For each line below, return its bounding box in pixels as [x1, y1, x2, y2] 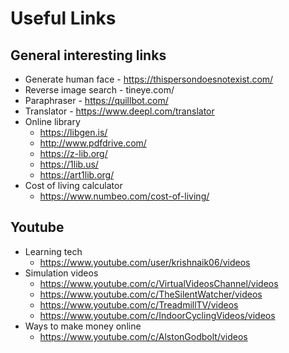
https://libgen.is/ [39, 127, 108, 138]
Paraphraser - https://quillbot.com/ [24, 95, 169, 106]
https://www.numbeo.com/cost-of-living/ [39, 190, 210, 202]
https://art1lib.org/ [39, 169, 115, 181]
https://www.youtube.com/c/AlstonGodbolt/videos [39, 330, 248, 342]
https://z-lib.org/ [39, 148, 108, 159]
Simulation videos [24, 267, 99, 279]
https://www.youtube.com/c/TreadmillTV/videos [39, 298, 239, 311]
